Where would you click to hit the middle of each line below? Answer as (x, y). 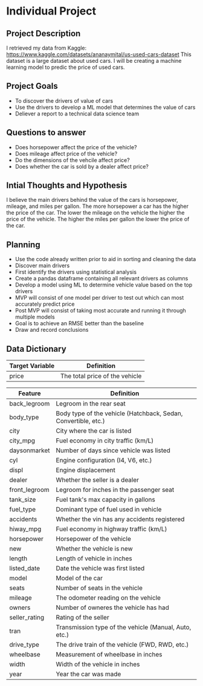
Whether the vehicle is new (94, 549)
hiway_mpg (25, 529)
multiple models (35, 317)
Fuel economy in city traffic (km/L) (105, 441)
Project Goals (32, 86)
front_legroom (29, 490)
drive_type (24, 645)
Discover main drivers (42, 266)
